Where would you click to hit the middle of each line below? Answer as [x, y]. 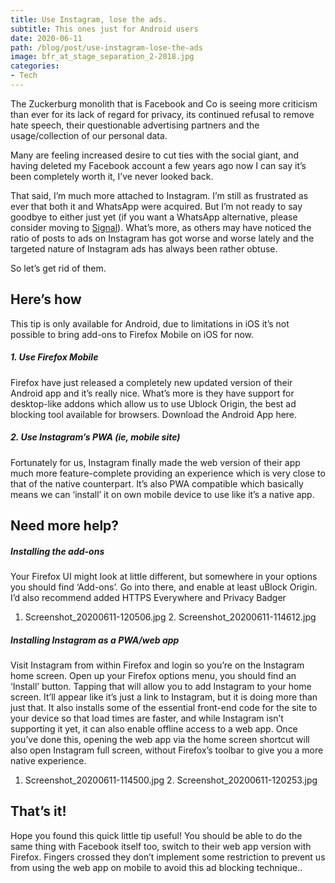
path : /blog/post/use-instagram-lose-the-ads [106, 47]
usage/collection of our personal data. [89, 135]
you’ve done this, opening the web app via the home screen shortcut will [160, 739]
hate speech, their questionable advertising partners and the [135, 125]
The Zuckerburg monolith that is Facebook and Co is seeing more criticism [164, 103]
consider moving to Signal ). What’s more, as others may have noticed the [161, 227]
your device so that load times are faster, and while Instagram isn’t [147, 718]
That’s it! [38, 811]
